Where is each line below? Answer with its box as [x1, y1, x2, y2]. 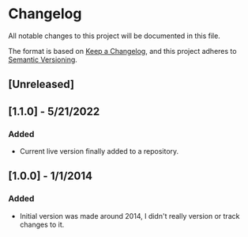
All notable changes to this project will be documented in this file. [8, 31, 221, 40]
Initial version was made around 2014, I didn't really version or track [19, 211, 240, 220]
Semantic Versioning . [8, 55, 77, 64]
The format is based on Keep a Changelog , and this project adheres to [8, 46, 237, 55]
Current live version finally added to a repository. [19, 147, 179, 156]
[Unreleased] [8, 78, 75, 91]
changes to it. [19, 220, 65, 229]
